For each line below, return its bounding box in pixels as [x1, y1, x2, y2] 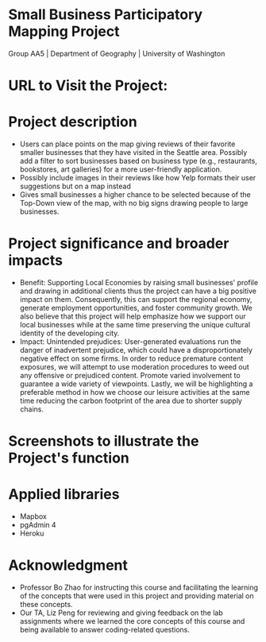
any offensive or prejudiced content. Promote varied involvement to [19, 371, 241, 380]
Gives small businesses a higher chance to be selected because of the [19, 190, 252, 199]
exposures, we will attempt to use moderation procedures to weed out [19, 362, 250, 371]
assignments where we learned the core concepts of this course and [19, 617, 245, 626]
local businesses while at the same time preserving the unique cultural [19, 320, 251, 329]
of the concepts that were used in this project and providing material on [19, 591, 254, 601]
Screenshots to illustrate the [8, 432, 199, 451]
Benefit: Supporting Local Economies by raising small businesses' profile [19, 278, 259, 287]
